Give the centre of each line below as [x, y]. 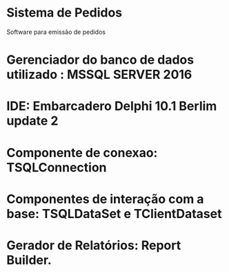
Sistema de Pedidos [64, 13]
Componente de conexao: [82, 153]
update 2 [32, 121]
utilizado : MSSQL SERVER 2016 [99, 75]
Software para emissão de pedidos [56, 32]
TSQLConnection [57, 167]
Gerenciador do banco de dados [100, 60]
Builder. [29, 260]
